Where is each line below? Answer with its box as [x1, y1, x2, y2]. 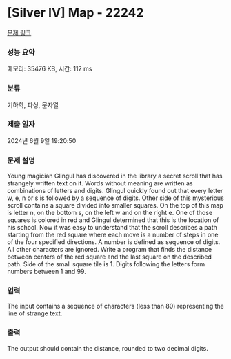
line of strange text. [7, 309, 63, 317]
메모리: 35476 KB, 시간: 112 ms [7, 64, 92, 73]
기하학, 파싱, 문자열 [7, 100, 59, 109]
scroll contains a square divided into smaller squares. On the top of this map [7, 201, 223, 210]
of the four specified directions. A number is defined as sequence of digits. [7, 238, 221, 246]
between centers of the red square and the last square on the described [7, 252, 212, 261]
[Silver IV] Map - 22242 [7, 5, 144, 21]
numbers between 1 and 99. [7, 268, 86, 276]
